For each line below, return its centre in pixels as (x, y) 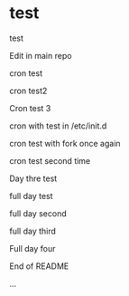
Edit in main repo (41, 55)
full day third (33, 231)
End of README (39, 266)
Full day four (32, 248)
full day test (31, 196)
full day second (38, 213)
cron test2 (28, 91)
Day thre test (33, 178)
